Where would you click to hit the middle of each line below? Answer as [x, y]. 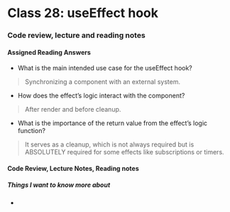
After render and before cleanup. [73, 110]
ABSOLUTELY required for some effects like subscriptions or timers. [125, 152]
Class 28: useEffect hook [83, 13]
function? [32, 131]
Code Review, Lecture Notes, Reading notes [73, 168]
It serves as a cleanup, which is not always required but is [109, 144]
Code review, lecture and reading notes [76, 36]
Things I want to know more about [59, 185]
